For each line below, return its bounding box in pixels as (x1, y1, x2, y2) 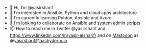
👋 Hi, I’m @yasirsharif (9, 5, 53, 10)
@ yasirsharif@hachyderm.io (9, 38, 68, 43)
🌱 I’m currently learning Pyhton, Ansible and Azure (9, 15, 112, 20)
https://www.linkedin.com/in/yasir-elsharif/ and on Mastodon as (9, 32, 139, 38)
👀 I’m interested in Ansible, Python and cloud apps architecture (9, 10, 137, 16)
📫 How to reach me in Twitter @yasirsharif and (9, 26, 106, 31)
